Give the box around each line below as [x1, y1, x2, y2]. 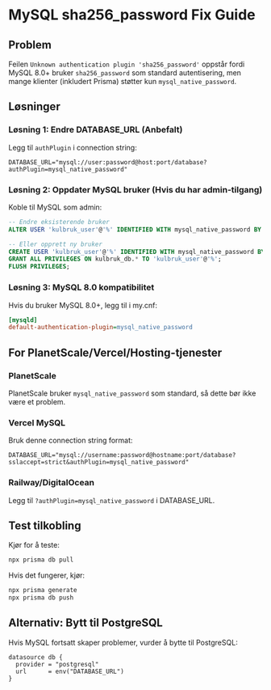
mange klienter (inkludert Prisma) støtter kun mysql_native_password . [8, 77, 237, 86]
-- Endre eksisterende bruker [8, 218, 110, 226]
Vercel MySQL [8, 417, 66, 428]
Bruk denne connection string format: [8, 435, 133, 446]
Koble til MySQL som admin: [8, 202, 102, 212]
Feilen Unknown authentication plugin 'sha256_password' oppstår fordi [8, 59, 245, 69]
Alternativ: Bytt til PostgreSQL [8, 616, 163, 630]
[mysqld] [8, 315, 38, 324]
